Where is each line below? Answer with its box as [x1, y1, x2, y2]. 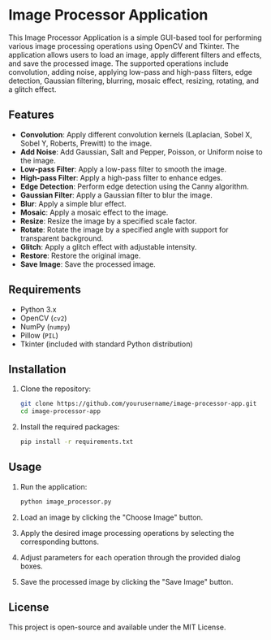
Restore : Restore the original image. [19, 250, 141, 260]
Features [8, 108, 54, 122]
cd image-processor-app [19, 407, 101, 416]
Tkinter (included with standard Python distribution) [19, 339, 193, 349]
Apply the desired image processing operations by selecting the [19, 528, 234, 538]
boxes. [19, 561, 43, 571]
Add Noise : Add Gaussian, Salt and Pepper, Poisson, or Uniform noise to [19, 146, 263, 156]
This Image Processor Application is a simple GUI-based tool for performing [8, 33, 262, 42]
